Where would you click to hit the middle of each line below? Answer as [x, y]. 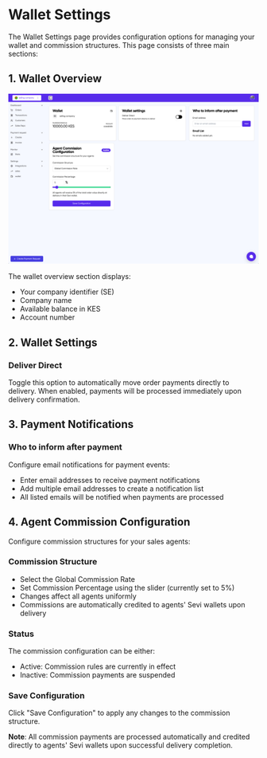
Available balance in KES [60, 309]
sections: [23, 53]
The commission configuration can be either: [82, 651]
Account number [47, 317]
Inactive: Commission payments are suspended [97, 675]
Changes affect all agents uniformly [78, 596]
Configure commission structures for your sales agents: [99, 541]
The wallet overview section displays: [70, 277]
